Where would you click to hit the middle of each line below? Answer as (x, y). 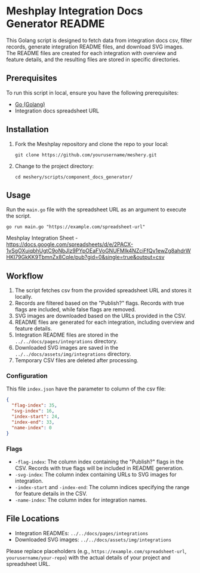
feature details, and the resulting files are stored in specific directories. (93, 59)
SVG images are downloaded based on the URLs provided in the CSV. (100, 316)
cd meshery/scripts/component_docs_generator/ (74, 177)
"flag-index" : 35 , (35, 405)
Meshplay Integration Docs (75, 11)
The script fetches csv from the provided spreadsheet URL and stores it (103, 290)
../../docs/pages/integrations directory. (66, 341)
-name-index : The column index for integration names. (81, 500)
